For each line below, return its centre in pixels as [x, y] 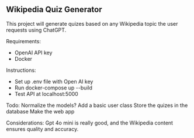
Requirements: [23, 41]
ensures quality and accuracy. [42, 129]
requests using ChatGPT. [36, 30]
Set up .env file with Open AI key [54, 81]
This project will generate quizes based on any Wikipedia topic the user [92, 23]
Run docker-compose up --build [53, 88]
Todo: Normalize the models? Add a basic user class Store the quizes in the [97, 105]
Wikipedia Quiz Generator [54, 10]
